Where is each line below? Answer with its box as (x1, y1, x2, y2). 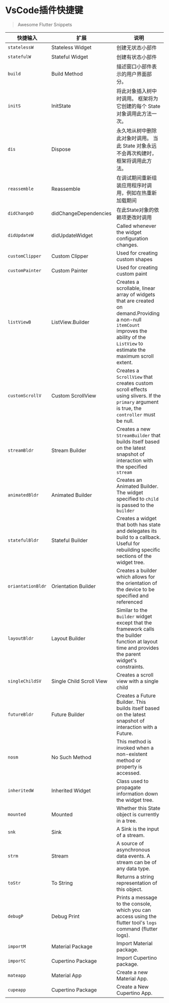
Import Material (116, 940, 153, 947)
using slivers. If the (116, 392, 161, 399)
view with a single (116, 678, 159, 685)
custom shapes (116, 256, 153, 263)
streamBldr (8, 447, 34, 453)
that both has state (116, 521, 161, 528)
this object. (116, 886, 143, 893)
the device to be (116, 586, 155, 593)
